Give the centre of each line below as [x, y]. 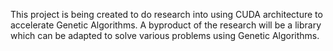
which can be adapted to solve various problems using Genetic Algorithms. [165, 35]
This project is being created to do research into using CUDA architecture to [166, 14]
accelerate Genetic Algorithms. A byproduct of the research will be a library [166, 25]
